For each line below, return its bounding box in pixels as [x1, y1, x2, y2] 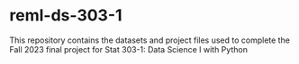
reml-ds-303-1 [9, 5, 123, 26]
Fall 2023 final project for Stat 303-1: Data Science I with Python [9, 44, 248, 54]
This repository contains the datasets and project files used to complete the [9, 35, 291, 45]
